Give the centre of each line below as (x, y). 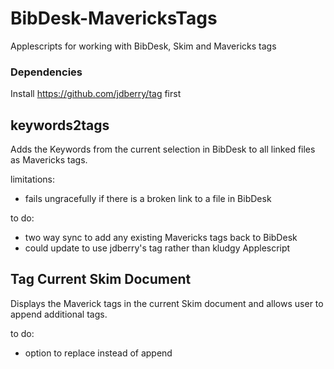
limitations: (33, 179)
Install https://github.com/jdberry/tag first (96, 94)
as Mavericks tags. (49, 160)
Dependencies (46, 72)
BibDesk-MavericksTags (114, 18)
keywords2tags (60, 125)
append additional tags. (59, 314)
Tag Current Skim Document (101, 279)
